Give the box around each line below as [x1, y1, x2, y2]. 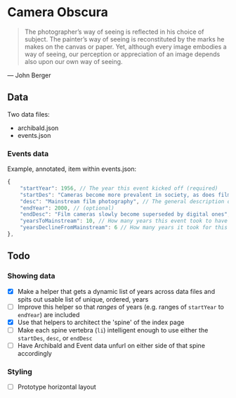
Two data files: [7, 110, 51, 118]
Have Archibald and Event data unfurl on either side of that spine [17, 341, 206, 349]
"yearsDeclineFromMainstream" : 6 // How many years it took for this [20, 224, 228, 231]
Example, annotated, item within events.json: [7, 165, 137, 173]
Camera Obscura [7, 4, 109, 20]
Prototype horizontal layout [17, 383, 96, 391]
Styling [7, 366, 33, 376]
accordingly [17, 349, 53, 357]
